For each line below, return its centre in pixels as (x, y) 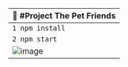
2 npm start (35, 39)
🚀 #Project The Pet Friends (64, 16)
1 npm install (39, 28)
